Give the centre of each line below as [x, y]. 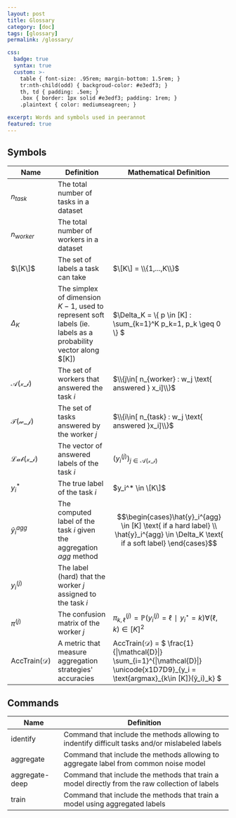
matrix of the [79, 623]
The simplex [78, 289]
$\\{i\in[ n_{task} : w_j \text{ [158, 416]
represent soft [81, 315]
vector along [79, 350]
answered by [79, 426]
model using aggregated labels [114, 804]
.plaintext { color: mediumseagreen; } [78, 105]
